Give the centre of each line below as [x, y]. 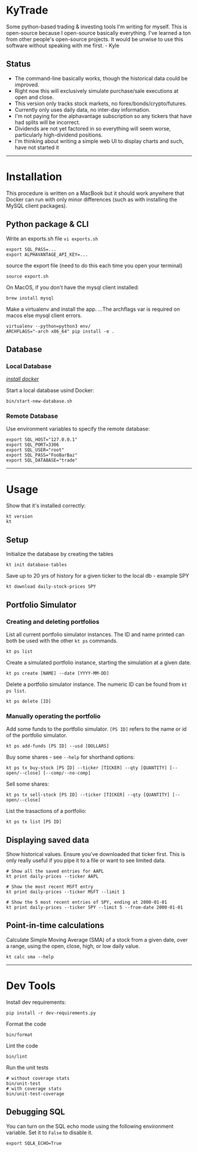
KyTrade [27, 10]
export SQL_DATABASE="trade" [42, 461]
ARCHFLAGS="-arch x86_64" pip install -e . [60, 331]
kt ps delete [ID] [29, 701]
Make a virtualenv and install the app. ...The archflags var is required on [93, 309]
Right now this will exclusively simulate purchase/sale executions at [96, 91]
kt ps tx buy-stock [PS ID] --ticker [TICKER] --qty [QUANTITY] [87, 768]
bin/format [19, 1034]
